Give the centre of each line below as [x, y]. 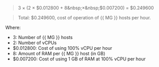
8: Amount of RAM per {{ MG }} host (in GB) [59, 54]
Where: [13, 27]
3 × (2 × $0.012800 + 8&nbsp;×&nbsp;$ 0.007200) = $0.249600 [86, 8]
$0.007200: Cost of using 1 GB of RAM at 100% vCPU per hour [79, 59]
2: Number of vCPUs [35, 43]
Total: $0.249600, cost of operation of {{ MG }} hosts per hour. [84, 18]
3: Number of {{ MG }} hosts [43, 37]
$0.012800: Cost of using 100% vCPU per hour [62, 48]
